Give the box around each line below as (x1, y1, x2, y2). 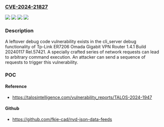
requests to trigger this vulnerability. (5, 59, 79, 65)
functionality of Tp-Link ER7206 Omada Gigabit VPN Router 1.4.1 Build (5, 43, 146, 49)
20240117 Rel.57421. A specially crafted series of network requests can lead (5, 49, 160, 55)
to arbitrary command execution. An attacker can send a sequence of (5, 54, 146, 60)
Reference (5, 84, 27, 89)
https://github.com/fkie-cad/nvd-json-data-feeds (12, 116, 112, 122)
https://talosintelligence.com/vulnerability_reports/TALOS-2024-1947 (12, 94, 152, 100)
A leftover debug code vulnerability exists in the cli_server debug (5, 38, 137, 44)
